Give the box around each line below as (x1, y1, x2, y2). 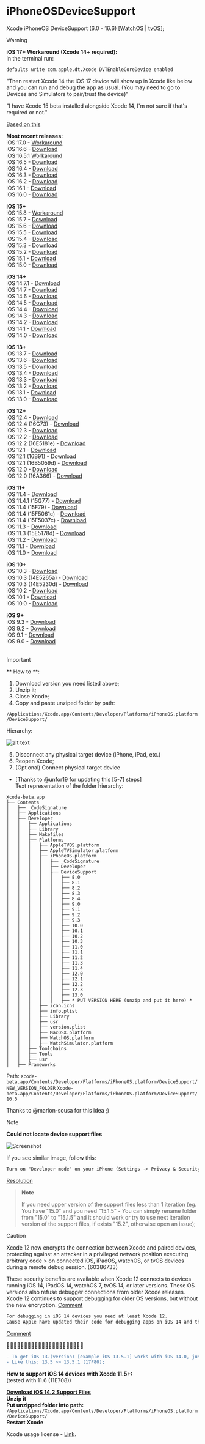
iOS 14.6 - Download (6, 292, 58, 300)
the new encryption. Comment (6, 1301, 83, 1308)
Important (6, 656, 31, 663)
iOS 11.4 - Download (6, 491, 57, 498)
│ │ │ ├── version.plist (6, 1024, 86, 1030)
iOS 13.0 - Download (6, 395, 58, 402)
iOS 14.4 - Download (6, 305, 59, 313)
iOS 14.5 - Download (6, 298, 58, 306)
